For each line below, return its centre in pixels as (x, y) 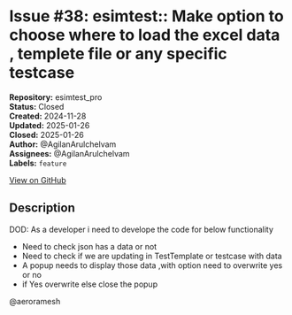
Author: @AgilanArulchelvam (63, 144)
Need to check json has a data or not (89, 246)
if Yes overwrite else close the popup (89, 284)
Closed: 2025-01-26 (46, 134)
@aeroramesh (35, 301)
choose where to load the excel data (145, 35)
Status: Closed (37, 106)
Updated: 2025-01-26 (50, 125)
